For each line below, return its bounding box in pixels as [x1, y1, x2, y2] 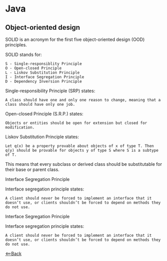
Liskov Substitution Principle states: [5, 134, 79, 140]
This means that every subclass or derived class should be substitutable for [5, 161, 162, 167]
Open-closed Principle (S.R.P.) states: [5, 111, 84, 116]
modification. [5, 125, 35, 130]
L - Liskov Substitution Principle [5, 70, 80, 75]
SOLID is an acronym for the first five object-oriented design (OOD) [5, 36, 145, 42]
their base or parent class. [5, 167, 59, 172]
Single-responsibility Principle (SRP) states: [5, 88, 96, 94]
